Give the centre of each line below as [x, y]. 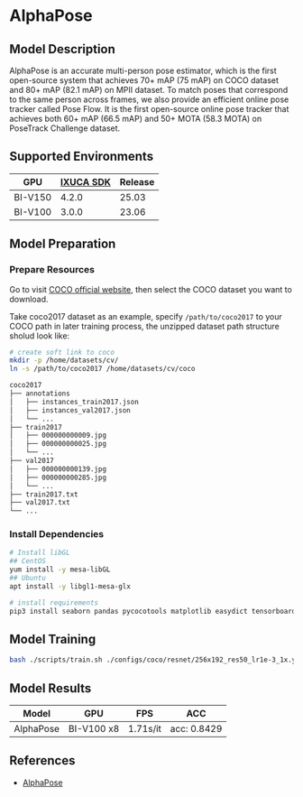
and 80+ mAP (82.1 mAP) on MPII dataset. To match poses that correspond [149, 90]
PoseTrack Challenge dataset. [65, 128]
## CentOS [28, 561]
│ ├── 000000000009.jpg [58, 436]
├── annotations [40, 394]
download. [29, 299]
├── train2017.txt [44, 494]
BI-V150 [33, 197]
